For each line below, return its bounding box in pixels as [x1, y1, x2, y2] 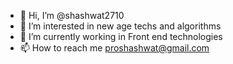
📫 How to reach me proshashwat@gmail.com [19, 42, 210, 54]
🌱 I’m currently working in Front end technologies [19, 31, 223, 42]
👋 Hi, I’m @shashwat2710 [19, 10, 125, 21]
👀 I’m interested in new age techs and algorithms [19, 20, 222, 32]
